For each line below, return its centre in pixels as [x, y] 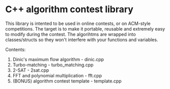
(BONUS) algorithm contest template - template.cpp [67, 81]
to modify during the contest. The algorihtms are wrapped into [70, 34]
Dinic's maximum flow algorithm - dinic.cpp [58, 59]
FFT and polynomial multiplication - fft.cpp [57, 75]
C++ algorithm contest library [69, 9]
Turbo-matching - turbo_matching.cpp [53, 65]
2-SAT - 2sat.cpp [31, 70]
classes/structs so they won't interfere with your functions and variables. [82, 40]
